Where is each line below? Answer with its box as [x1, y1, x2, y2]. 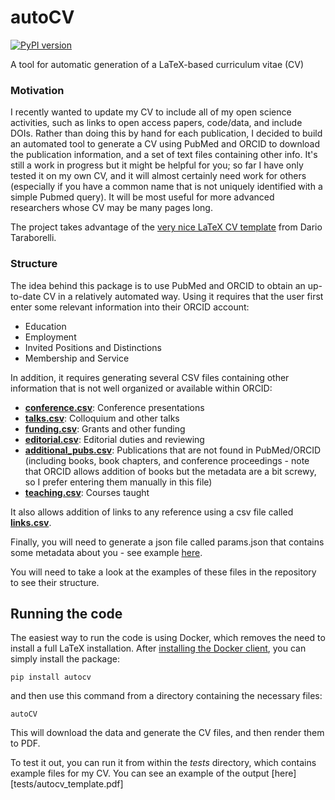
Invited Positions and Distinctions [24, 341, 162, 353]
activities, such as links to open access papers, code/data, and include [10, 117, 303, 129]
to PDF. [10, 737, 41, 750]
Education [24, 320, 67, 332]
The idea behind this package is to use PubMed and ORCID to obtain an [10, 279, 306, 291]
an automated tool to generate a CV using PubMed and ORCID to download [10, 138, 321, 150]
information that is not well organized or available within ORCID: [10, 382, 273, 394]
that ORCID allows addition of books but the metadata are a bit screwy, [24, 465, 317, 477]
